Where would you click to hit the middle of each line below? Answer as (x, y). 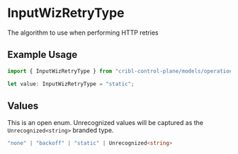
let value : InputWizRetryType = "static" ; (71, 84)
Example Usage (42, 55)
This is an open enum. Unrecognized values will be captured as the (106, 123)
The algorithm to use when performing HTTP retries (83, 32)
